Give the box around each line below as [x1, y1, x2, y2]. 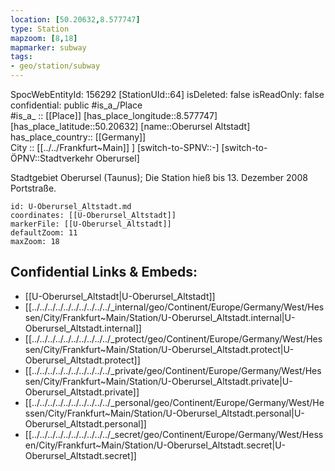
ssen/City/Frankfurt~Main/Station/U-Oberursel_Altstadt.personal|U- [24, 407, 305, 419]
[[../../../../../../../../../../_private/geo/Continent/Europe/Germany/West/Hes [24, 364, 322, 376]
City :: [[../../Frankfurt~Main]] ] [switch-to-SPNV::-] [10, 142, 220, 153]
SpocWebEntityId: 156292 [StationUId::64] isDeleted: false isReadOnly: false [10, 89, 325, 100]
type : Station [10, 24, 70, 34]
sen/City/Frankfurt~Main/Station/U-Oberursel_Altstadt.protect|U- [24, 343, 295, 355]
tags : [10, 52, 33, 62]
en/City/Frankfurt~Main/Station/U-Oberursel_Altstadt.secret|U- [24, 439, 286, 451]
